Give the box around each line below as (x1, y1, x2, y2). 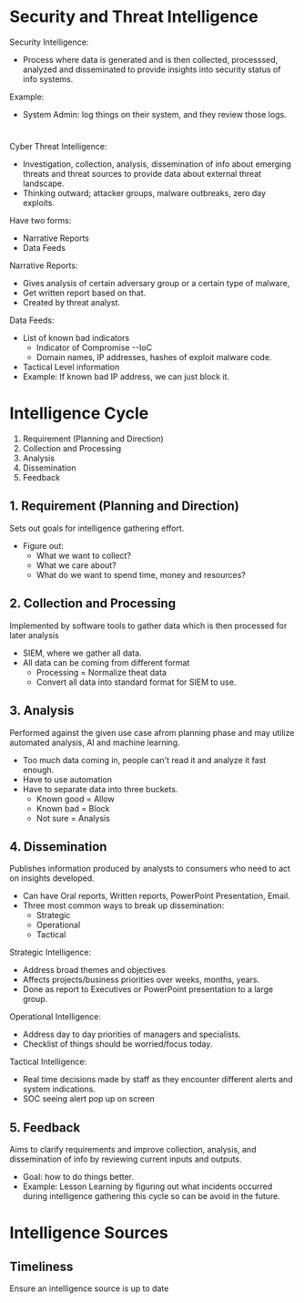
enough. (22, 764, 55, 775)
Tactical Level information (22, 362, 120, 373)
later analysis (9, 629, 59, 640)
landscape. (22, 178, 66, 189)
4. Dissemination (9, 839, 107, 854)
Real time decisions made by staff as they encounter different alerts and (22, 1074, 293, 1085)
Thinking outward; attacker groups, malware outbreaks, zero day (22, 188, 267, 199)
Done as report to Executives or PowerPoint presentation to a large (22, 984, 274, 995)
